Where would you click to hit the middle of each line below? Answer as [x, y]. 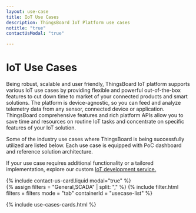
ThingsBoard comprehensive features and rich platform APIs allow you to [95, 115]
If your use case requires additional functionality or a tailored [80, 163]
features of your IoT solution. [41, 128]
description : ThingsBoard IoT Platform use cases [68, 22]
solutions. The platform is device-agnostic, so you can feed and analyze [94, 103]
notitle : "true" [26, 28]
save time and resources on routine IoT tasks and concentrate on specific [95, 122]
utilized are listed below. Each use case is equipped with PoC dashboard [94, 145]
